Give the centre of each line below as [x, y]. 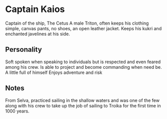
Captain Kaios [35, 9]
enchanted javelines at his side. [38, 34]
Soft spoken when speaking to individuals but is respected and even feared [83, 62]
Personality [24, 49]
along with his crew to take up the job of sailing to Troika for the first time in [83, 105]
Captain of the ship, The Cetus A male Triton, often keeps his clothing [77, 23]
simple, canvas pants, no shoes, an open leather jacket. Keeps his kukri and [83, 28]
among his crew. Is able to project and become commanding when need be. [83, 67]
